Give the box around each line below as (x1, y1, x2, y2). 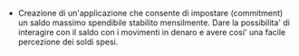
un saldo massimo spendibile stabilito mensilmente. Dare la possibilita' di (17, 17, 290, 28)
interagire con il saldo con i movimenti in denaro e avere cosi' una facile (17, 27, 286, 37)
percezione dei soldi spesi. (17, 36, 119, 47)
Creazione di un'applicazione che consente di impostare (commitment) (17, 8, 284, 18)
